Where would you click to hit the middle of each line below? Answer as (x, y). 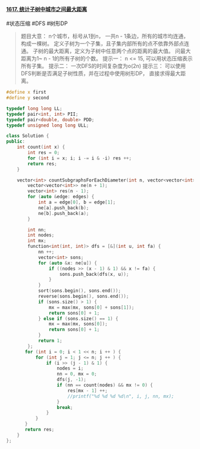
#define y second (28, 98)
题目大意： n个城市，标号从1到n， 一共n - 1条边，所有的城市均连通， (105, 36)
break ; (65, 407)
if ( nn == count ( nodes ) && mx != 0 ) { (105, 385)
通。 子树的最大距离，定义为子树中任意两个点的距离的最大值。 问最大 (106, 51)
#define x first (26, 93)
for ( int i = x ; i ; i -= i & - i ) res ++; (80, 158)
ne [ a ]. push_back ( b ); (63, 208)
